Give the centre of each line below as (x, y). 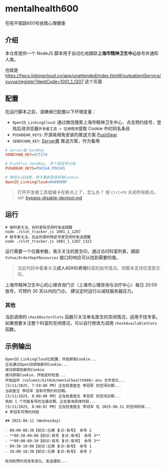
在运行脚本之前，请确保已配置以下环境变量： (51, 111)
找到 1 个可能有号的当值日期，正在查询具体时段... (51, 401)
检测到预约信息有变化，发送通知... (36, 461)
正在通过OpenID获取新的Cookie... (37, 364)
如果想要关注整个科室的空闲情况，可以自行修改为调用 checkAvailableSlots (81, 323)
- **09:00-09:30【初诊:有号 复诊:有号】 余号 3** (53, 441)
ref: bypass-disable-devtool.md (50, 197)
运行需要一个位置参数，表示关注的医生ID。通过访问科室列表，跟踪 (72, 251)
